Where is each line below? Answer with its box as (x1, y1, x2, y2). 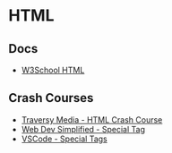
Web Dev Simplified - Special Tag (21, 123, 145, 134)
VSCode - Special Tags (21, 133, 108, 144)
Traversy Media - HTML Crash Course (21, 114, 163, 125)
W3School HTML (21, 64, 85, 75)
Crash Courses (8, 90, 94, 106)
